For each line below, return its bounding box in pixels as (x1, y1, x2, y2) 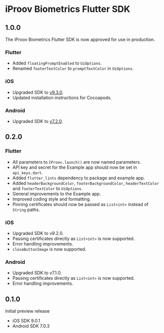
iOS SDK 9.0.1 (12, 318, 41, 324)
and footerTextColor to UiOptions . (12, 185, 83, 191)
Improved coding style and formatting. (12, 196, 91, 202)
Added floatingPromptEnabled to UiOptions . (12, 60, 102, 66)
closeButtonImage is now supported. (12, 246, 86, 252)
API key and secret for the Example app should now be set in (12, 164, 138, 170)
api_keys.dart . (12, 169, 43, 175)
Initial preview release (5, 308, 50, 314)
